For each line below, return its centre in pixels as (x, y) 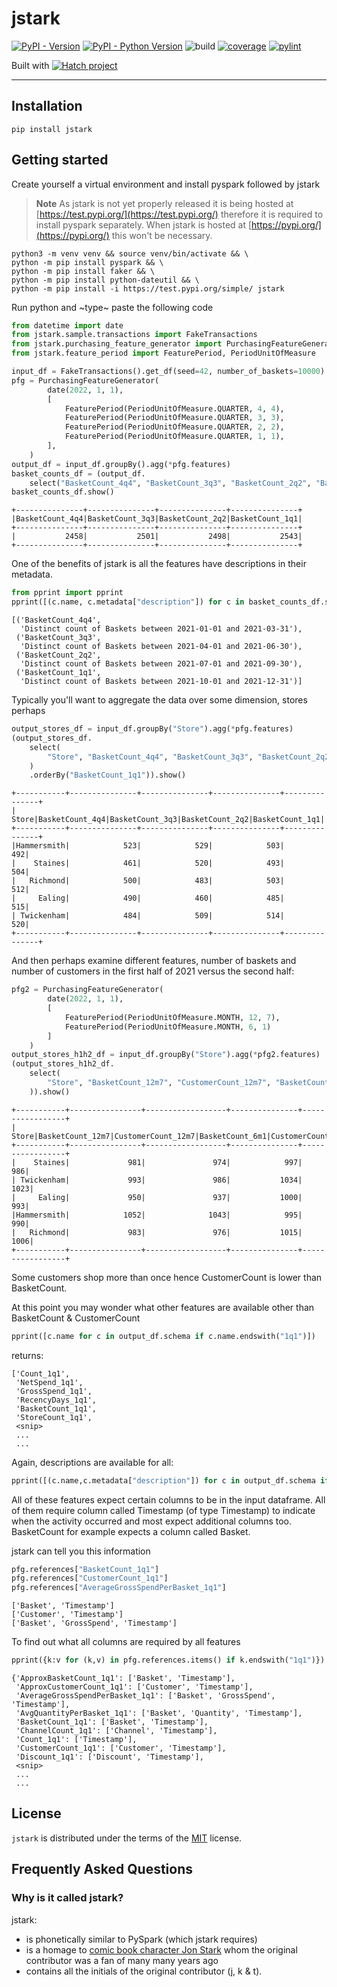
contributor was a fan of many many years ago (122, 1960)
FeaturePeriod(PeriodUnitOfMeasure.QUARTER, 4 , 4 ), (174, 408)
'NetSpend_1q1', (49, 1382)
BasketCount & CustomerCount (76, 1318)
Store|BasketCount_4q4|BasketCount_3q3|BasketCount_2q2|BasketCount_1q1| (168, 820)
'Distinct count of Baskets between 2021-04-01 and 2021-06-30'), (161, 647)
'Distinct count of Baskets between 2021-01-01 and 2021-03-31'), (161, 629)
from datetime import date (67, 325)
